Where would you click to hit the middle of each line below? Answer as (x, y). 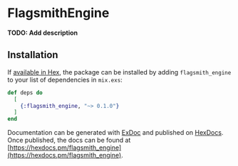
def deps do (25, 93)
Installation (33, 55)
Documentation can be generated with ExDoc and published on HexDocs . (115, 133)
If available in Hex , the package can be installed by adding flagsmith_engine (119, 72)
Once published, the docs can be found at (69, 140)
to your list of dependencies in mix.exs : (65, 79)
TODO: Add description (43, 33)
